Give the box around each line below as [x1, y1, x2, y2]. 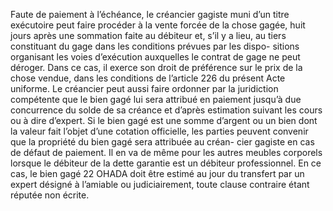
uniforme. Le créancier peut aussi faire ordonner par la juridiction [10, 83, 279, 94]
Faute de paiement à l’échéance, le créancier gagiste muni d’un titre [10, 9, 290, 20]
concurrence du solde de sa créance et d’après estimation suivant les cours [10, 104, 323, 116]
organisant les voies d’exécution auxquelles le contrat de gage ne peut [10, 51, 301, 63]
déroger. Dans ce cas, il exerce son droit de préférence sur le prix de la [10, 62, 303, 73]
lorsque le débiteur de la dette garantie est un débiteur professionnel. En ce [10, 157, 322, 169]
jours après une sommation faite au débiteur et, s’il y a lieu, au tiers [10, 30, 287, 41]
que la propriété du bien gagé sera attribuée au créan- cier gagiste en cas [10, 136, 315, 148]
